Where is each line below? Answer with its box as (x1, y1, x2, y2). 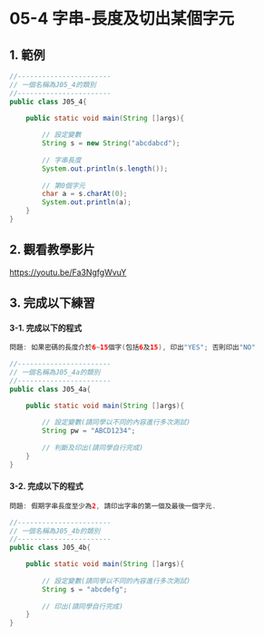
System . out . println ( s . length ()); (42, 164, 169, 173)
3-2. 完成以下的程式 (9, 481, 83, 492)
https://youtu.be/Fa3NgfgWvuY (9, 267, 127, 278)
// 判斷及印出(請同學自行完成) (42, 444, 143, 453)
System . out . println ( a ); (42, 198, 132, 207)
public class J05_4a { (9, 385, 92, 394)
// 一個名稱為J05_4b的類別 (9, 526, 101, 535)
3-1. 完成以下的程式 (9, 322, 83, 333)
